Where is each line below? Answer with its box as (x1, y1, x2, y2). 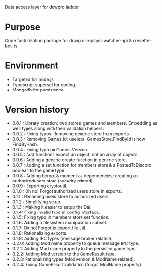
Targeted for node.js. (12, 76, 55, 82)
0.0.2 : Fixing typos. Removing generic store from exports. (12, 130, 130, 137)
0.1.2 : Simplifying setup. (12, 199, 62, 205)
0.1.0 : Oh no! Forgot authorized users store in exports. (12, 188, 122, 194)
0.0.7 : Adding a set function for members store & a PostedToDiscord (12, 162, 152, 168)
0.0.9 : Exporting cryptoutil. (12, 183, 68, 189)
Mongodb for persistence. (12, 87, 65, 92)
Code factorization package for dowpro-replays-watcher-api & (5, 37, 132, 43)
